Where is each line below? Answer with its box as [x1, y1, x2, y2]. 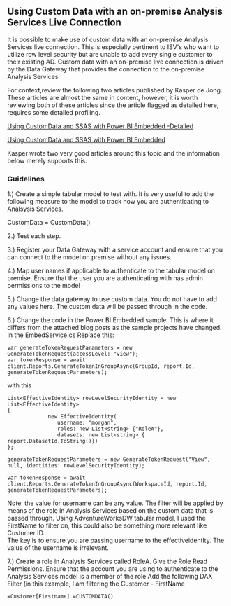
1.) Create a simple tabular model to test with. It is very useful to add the [7, 190, 214, 198]
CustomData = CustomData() [7, 219, 91, 227]
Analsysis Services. [7, 205, 64, 213]
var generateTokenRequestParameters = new [7, 345, 133, 352]
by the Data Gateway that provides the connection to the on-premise [7, 64, 204, 73]
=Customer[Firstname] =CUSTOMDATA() [7, 593, 114, 600]
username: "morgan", [57, 420, 117, 427]
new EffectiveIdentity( [47, 413, 117, 420]
